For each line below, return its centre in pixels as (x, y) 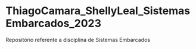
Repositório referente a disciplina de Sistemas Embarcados (78, 40)
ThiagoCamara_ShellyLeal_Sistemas (98, 11)
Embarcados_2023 (54, 23)
